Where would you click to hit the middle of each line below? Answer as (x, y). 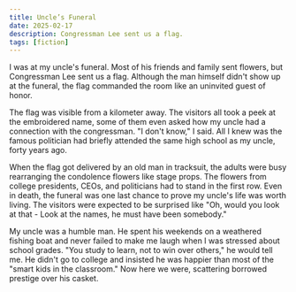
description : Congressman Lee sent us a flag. (96, 34)
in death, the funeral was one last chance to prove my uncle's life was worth (148, 196)
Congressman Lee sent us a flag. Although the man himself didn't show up (145, 77)
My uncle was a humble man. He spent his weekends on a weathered (136, 232)
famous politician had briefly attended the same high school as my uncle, (142, 141)
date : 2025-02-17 (41, 26)
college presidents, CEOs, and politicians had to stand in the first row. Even (146, 186)
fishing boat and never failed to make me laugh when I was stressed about (144, 241)
